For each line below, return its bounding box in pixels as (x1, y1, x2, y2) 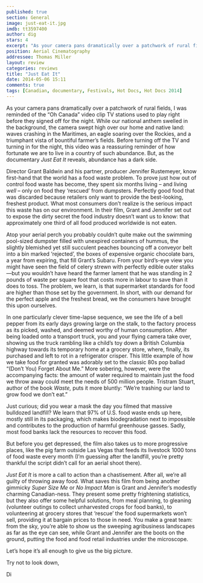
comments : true (6, 82, 45, 88)
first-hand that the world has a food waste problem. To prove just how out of (6, 174, 196, 181)
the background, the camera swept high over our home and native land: (6, 124, 185, 131)
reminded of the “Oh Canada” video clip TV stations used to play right (6, 110, 180, 118)
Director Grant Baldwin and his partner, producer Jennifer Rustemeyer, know (6, 167, 197, 175)
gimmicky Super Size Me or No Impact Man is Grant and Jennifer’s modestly (6, 484, 197, 491)
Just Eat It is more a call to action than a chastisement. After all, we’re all (6, 471, 187, 478)
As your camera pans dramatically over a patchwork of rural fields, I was (6, 104, 187, 112)
